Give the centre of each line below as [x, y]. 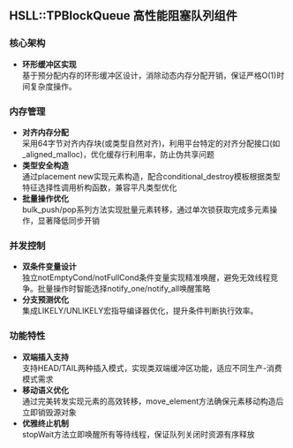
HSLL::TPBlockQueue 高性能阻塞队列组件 [124, 16]
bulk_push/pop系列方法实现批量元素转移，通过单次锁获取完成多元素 [146, 209]
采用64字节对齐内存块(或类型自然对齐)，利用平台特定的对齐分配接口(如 [151, 143]
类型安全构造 [45, 165]
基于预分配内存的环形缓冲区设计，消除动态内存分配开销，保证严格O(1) [149, 75]
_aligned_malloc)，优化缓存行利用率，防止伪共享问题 [118, 154]
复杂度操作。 [53, 86]
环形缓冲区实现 [49, 64]
